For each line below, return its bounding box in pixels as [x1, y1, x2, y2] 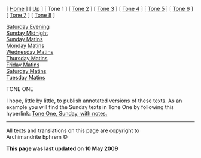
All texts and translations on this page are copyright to [6, 127, 139, 134]
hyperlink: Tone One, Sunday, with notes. [6, 110, 108, 117]
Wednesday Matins [6, 48, 54, 56]
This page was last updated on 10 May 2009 [6, 145, 118, 152]
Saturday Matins [6, 68, 47, 74]
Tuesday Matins [6, 74, 46, 81]
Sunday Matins [6, 36, 43, 42]
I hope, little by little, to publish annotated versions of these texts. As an [6, 97, 182, 104]
